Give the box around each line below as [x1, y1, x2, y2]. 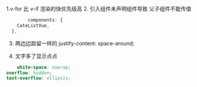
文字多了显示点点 [14, 52, 58, 60]
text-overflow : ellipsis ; [6, 75, 71, 82]
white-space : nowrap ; [17, 64, 71, 70]
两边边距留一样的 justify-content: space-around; [14, 39, 135, 46]
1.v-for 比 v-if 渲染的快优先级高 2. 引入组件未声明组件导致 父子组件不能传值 [6, 5, 192, 12]
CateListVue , [17, 23, 50, 29]
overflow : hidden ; [6, 70, 52, 76]
